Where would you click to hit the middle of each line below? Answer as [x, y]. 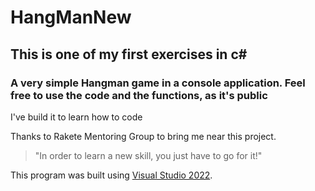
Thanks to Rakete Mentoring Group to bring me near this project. [143, 136]
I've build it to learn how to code [76, 117]
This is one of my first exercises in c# [129, 54]
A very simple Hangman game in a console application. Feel [158, 83]
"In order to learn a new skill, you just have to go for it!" [148, 155]
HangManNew [71, 17]
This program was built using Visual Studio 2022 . [111, 175]
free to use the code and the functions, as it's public [139, 95]
